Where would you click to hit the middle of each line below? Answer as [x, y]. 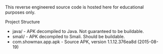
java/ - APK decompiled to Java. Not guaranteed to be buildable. [78, 31]
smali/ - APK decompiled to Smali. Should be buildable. [69, 37]
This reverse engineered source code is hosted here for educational [75, 7]
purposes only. [20, 12]
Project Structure [23, 22]
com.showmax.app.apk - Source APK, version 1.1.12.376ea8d [74, 42]
